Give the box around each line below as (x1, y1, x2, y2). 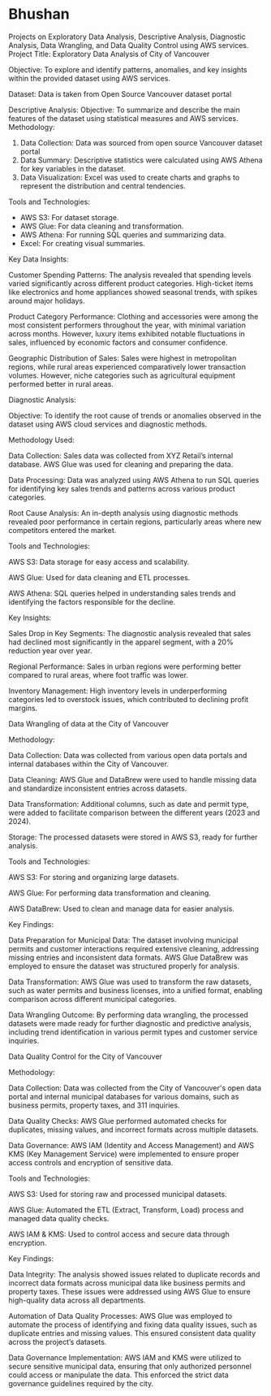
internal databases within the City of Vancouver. (8, 759, 169, 769)
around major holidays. (8, 296, 85, 306)
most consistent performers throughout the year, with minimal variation (8, 320, 246, 330)
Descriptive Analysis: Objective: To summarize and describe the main (8, 105, 241, 115)
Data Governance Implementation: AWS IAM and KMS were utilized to (8, 1352, 242, 1362)
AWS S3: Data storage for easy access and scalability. (8, 557, 190, 566)
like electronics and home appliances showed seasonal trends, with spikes (8, 287, 258, 297)
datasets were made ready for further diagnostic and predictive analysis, (8, 1018, 252, 1028)
